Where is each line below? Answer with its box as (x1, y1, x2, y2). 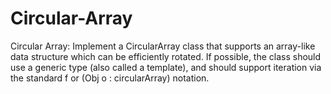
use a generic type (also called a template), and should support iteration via (10, 61, 322, 73)
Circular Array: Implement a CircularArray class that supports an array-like (10, 40, 316, 52)
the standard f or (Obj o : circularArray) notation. (10, 72, 210, 84)
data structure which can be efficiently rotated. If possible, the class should (10, 50, 322, 62)
